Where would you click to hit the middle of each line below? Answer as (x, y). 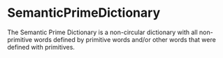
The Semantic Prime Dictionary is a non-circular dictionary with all (102, 32)
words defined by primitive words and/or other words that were (125, 39)
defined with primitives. (41, 47)
